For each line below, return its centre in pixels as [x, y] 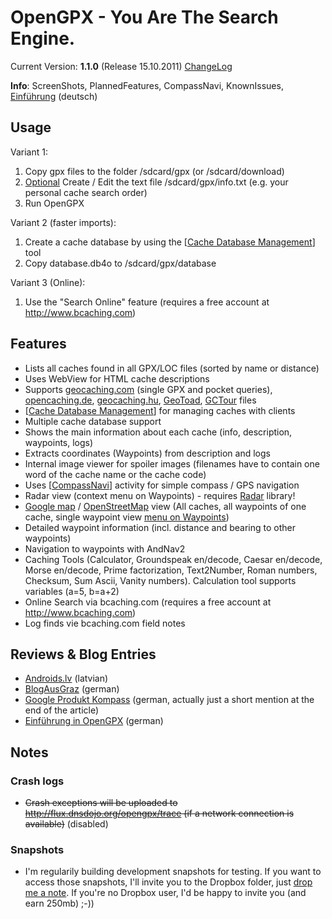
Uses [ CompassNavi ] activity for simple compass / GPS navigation [162, 485]
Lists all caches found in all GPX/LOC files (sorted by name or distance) [172, 368]
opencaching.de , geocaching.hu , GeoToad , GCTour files [140, 400]
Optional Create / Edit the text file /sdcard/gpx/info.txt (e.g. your [156, 182]
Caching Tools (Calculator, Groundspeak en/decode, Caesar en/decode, [173, 559]
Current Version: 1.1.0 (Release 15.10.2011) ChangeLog [121, 66]
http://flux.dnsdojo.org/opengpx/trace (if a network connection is [159, 813]
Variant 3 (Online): [48, 282]
